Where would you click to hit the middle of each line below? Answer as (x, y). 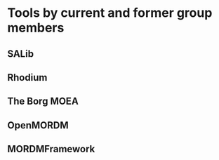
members (36, 28)
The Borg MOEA (43, 101)
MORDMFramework (51, 149)
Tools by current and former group (110, 13)
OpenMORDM (38, 125)
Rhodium (27, 78)
